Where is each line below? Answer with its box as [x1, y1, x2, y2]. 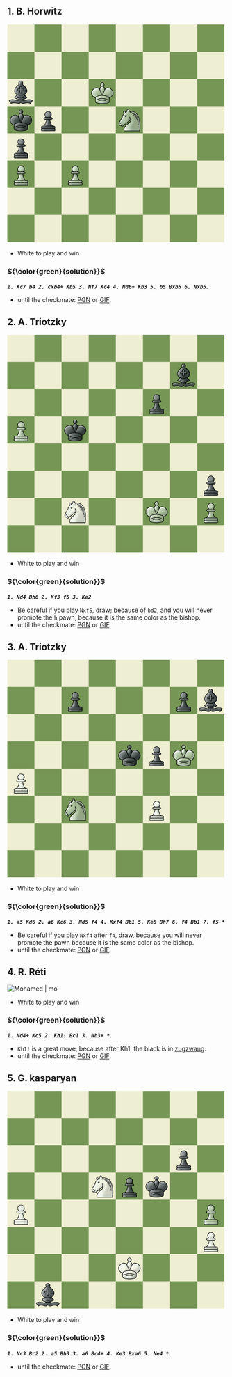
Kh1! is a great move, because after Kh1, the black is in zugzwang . [17, 1044, 207, 1053]
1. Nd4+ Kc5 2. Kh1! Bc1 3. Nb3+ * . [7, 1031, 113, 1039]
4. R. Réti [7, 966, 47, 977]
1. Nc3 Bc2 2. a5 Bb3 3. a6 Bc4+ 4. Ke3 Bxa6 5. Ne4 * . [7, 1348, 172, 1357]
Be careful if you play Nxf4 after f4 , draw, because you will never [17, 931, 203, 939]
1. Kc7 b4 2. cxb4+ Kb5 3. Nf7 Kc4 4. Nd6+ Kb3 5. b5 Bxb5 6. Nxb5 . [7, 282, 208, 291]
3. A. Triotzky [7, 640, 67, 653]
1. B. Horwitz [7, 6, 63, 17]
